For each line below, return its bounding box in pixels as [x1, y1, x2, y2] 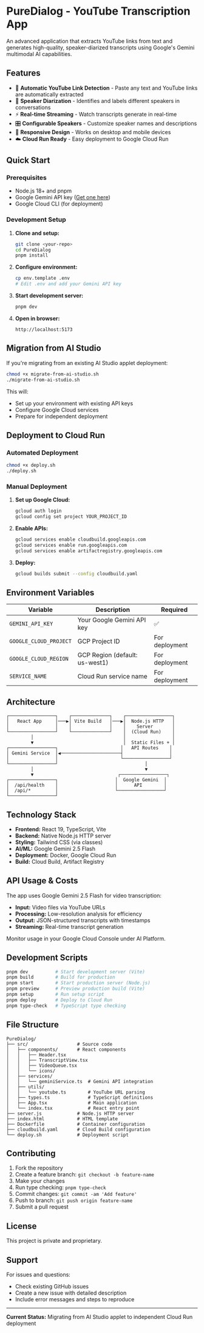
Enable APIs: [15, 525, 49, 532]
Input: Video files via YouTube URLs [15, 903, 106, 911]
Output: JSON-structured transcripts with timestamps [15, 916, 151, 924]
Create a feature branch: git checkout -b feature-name [15, 1171, 155, 1178]
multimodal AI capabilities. [6, 50, 72, 57]
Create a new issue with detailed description [15, 1289, 127, 1296]
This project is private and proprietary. [6, 1237, 102, 1245]
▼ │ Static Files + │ [30, 739, 175, 746]
